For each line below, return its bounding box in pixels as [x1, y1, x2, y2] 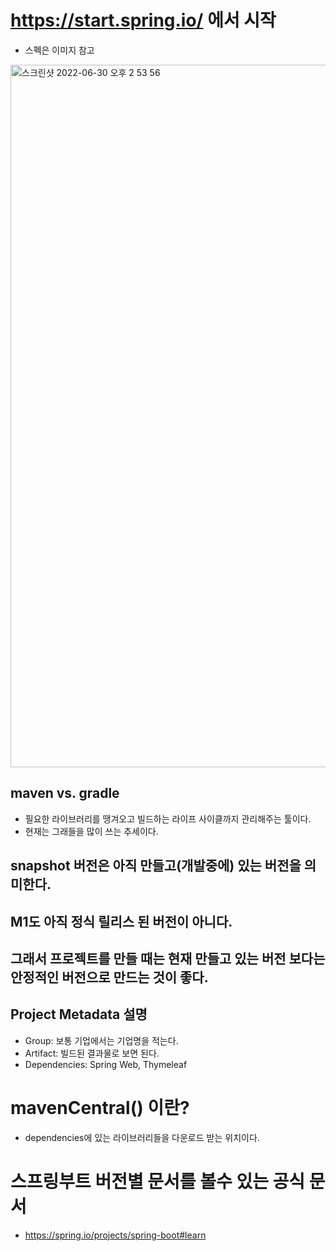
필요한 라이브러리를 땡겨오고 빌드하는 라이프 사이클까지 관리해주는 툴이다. [24, 812, 312, 825]
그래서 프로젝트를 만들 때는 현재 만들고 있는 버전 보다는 [10, 950, 326, 967]
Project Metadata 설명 [10, 1006, 148, 1023]
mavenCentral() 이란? [10, 1096, 190, 1119]
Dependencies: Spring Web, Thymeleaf [24, 1058, 188, 1070]
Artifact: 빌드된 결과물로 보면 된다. [24, 1047, 160, 1059]
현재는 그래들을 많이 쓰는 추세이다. [24, 825, 159, 837]
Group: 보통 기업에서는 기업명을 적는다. [24, 1034, 179, 1046]
